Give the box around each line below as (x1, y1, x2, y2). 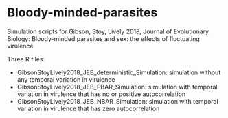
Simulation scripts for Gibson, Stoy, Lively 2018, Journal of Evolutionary (7, 27, 209, 35)
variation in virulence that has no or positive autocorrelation (16, 90, 186, 98)
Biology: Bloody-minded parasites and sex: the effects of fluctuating (7, 34, 201, 42)
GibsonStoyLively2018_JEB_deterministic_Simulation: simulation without (16, 68, 221, 76)
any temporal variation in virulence (16, 75, 115, 83)
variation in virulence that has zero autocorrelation (16, 104, 160, 113)
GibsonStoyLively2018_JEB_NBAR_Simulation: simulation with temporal (16, 97, 218, 105)
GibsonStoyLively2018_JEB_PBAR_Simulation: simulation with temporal (16, 83, 218, 91)
